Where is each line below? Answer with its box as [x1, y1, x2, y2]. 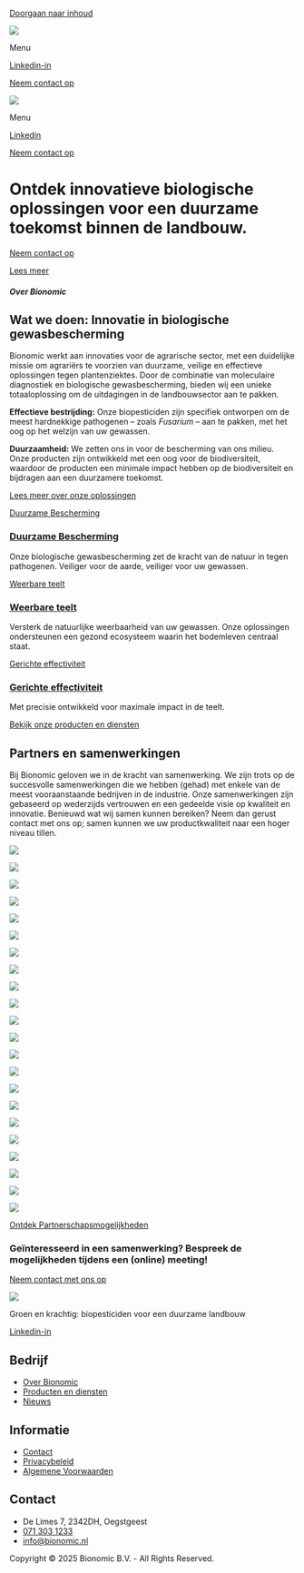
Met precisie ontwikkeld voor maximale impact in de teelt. [9, 702, 225, 713]
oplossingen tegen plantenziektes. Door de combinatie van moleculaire [9, 369, 275, 380]
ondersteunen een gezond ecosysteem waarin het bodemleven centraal [9, 631, 279, 642]
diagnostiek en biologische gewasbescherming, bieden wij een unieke [9, 379, 272, 390]
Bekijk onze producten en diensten [9, 719, 140, 730]
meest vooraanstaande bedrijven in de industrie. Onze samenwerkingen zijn [9, 789, 294, 800]
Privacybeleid [22, 1456, 74, 1467]
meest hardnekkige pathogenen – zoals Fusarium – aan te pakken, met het [9, 417, 288, 428]
